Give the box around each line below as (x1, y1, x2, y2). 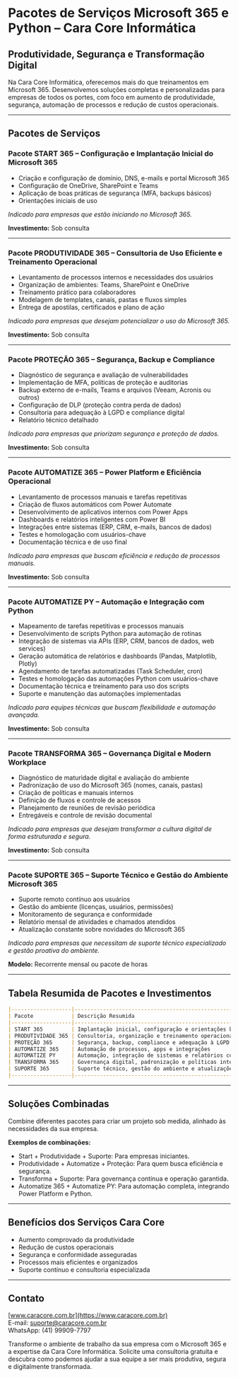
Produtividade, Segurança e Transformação (8, 48, 205, 60)
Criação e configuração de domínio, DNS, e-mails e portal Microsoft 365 (18, 173, 230, 182)
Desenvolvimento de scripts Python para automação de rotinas (18, 629, 202, 637)
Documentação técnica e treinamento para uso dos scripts (18, 681, 189, 690)
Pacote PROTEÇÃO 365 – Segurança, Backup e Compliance (8, 354, 215, 364)
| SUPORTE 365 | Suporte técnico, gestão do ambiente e (8, 1065, 195, 1072)
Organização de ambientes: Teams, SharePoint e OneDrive (18, 280, 190, 289)
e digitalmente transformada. (8, 1362, 93, 1371)
